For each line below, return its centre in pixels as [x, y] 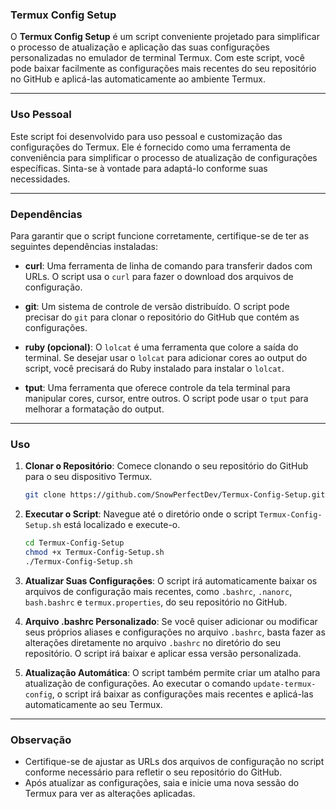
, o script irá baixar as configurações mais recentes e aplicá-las [182, 694]
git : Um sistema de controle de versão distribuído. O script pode [157, 306]
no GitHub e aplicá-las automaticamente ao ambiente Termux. [138, 79]
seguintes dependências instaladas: [84, 246]
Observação [41, 740]
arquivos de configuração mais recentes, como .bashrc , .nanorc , [158, 591]
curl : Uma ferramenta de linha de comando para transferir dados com [168, 265]
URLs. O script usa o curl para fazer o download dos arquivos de [159, 276]
